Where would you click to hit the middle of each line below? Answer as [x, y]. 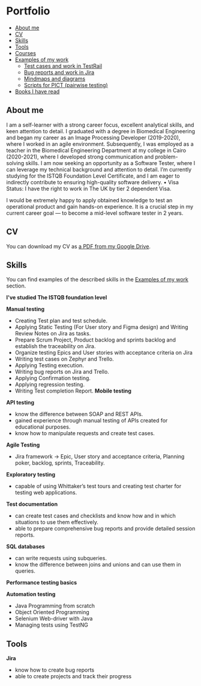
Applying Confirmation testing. [53, 378]
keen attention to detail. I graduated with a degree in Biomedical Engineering [101, 131]
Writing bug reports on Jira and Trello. [62, 372]
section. [16, 286]
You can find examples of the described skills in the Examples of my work [97, 280]
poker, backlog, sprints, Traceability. [60, 463]
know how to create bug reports [55, 670]
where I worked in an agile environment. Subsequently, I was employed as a [100, 144]
